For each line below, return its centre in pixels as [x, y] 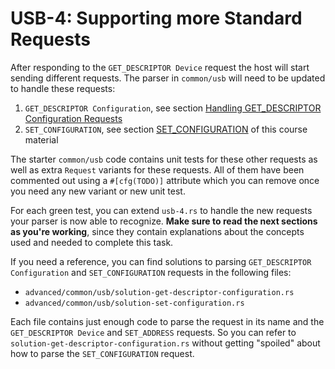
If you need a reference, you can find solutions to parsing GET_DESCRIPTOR [161, 261]
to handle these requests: [63, 88]
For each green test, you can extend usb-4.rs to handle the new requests [161, 210]
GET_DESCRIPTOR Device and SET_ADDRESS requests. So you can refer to [153, 332]
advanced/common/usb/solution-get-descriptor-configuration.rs [159, 292]
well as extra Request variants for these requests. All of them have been [157, 169]
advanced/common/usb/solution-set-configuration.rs [134, 303]
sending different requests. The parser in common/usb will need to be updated [168, 78]
